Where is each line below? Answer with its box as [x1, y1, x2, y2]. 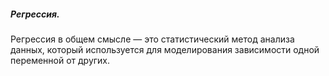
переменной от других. [10, 54, 111, 66]
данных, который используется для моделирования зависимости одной [10, 43, 320, 55]
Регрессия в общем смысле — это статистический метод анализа [10, 33, 295, 45]
